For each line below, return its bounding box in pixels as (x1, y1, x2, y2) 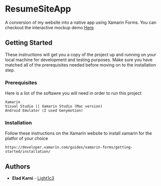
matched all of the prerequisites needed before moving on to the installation (5, 62, 156, 68)
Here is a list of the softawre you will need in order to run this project (5, 90, 142, 96)
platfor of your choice (5, 135, 48, 141)
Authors (5, 162, 30, 170)
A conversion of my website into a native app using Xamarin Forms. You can (5, 19, 157, 25)
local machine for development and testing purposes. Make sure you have (5, 57, 153, 63)
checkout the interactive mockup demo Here (5, 24, 94, 30)
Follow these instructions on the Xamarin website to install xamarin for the (5, 130, 152, 136)
